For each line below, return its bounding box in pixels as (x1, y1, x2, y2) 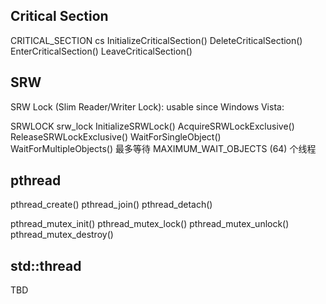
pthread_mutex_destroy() (10, 229, 114, 241)
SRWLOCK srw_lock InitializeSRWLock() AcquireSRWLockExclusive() (10, 120, 295, 132)
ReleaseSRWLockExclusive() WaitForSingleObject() (10, 130, 222, 143)
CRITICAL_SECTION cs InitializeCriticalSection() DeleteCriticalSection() (10, 34, 303, 46)
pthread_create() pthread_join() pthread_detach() (10, 199, 213, 211)
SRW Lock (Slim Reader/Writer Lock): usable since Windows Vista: (10, 100, 285, 113)
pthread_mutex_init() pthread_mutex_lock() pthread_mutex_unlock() (10, 218, 290, 230)
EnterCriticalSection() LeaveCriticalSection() (10, 45, 193, 57)
